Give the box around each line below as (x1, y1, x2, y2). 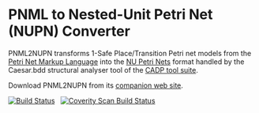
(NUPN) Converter (8, 22, 130, 40)
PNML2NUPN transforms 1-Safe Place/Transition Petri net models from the (8, 48, 252, 58)
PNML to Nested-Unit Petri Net (8, 6, 213, 24)
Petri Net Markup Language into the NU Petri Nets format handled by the (8, 57, 245, 66)
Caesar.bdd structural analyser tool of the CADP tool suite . (8, 65, 199, 74)
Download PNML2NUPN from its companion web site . (8, 81, 184, 90)
